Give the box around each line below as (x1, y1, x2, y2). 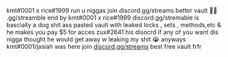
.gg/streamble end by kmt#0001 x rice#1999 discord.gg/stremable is (6, 14, 199, 22)
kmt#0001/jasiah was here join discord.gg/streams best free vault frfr (6, 43, 202, 50)
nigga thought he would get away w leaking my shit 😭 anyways (6, 35, 186, 43)
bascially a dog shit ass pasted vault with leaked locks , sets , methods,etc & (6, 21, 221, 28)
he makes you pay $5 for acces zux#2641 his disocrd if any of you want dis (6, 28, 219, 36)
